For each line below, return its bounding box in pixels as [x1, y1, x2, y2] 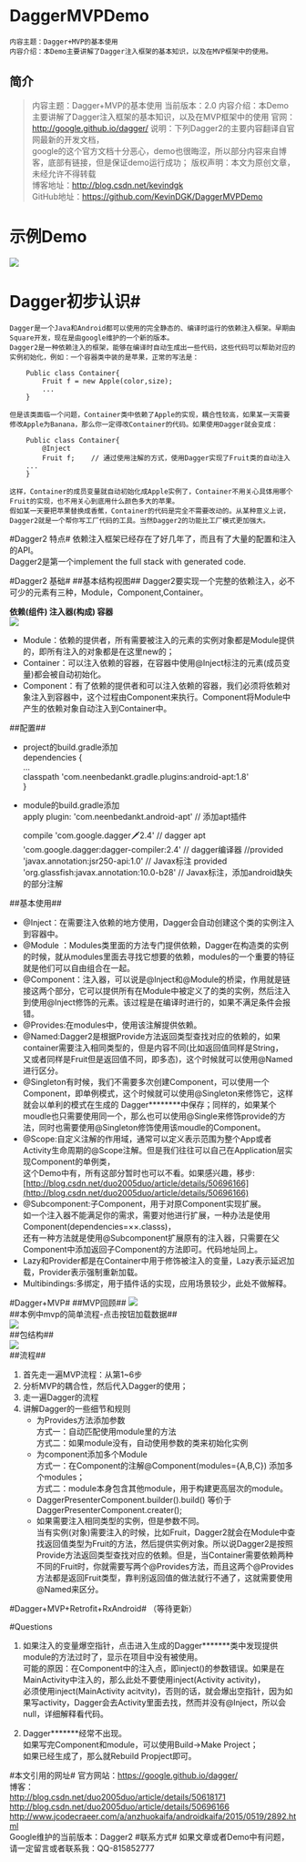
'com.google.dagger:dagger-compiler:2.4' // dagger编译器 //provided [22, 844, 284, 854]
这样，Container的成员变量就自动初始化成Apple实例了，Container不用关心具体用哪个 [9, 486, 293, 496]
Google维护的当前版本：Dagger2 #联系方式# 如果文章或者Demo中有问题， [9, 1831, 290, 1842]
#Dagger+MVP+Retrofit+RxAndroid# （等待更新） [9, 1602, 198, 1613]
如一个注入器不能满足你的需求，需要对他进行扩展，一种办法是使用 [22, 1209, 270, 1221]
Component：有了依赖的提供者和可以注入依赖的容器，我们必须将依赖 [22, 680, 282, 691]
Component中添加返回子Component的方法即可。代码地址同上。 [22, 1243, 263, 1254]
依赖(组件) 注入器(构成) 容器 [9, 606, 114, 617]
